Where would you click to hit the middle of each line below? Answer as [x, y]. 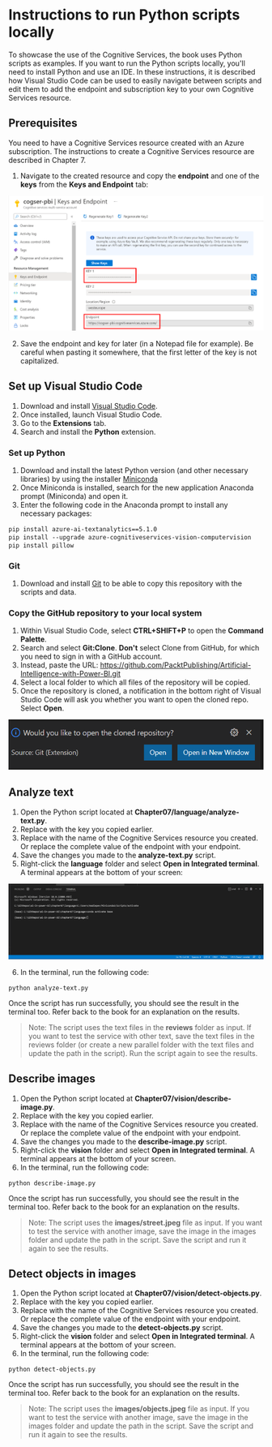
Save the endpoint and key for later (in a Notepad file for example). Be [136, 343]
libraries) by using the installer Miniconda [89, 479]
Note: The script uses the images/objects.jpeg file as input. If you [138, 1409]
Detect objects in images [72, 1274]
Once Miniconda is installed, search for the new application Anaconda [137, 487]
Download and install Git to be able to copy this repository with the [131, 584]
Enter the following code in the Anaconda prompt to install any [124, 505]
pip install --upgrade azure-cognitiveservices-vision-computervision [130, 537]
